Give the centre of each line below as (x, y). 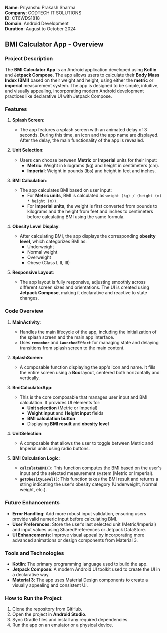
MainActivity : (27, 322)
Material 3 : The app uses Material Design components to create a (80, 580)
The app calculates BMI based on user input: (66, 190)
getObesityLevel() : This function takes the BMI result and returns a (89, 479)
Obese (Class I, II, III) (49, 262)
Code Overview (24, 311)
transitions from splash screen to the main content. (72, 348)
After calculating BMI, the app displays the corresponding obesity (88, 236)
